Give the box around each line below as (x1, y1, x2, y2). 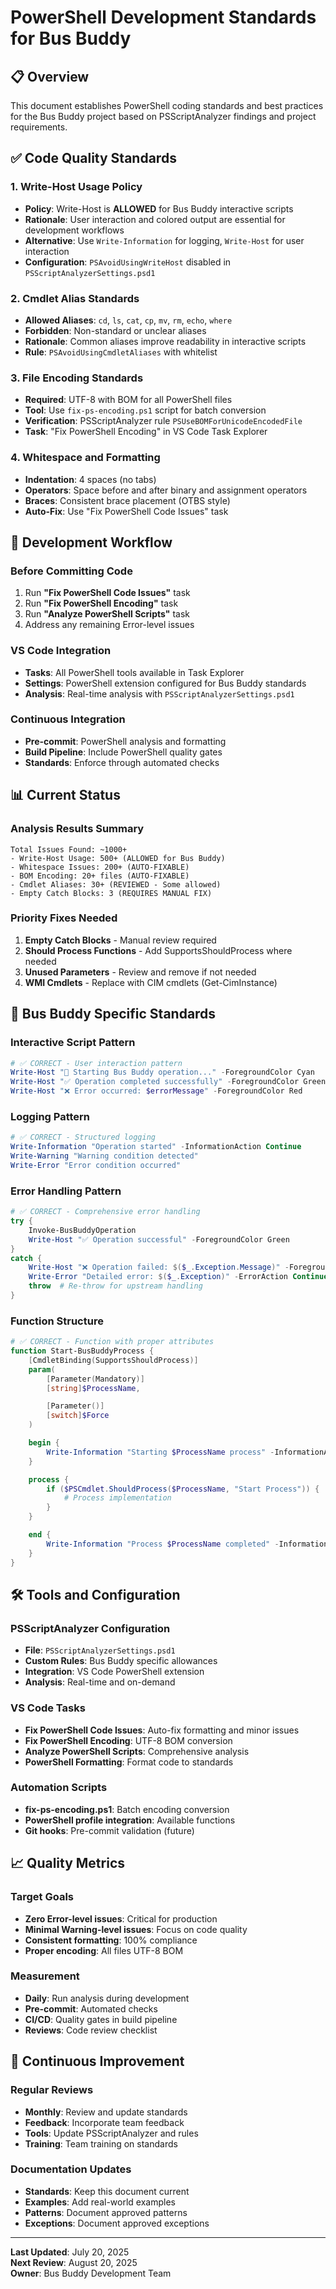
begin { (28, 1438, 60, 1448)
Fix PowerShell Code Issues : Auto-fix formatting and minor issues (24, 1724, 300, 1736)
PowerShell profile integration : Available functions (24, 1814, 236, 1826)
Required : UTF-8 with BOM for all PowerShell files (24, 394, 233, 406)
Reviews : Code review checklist (24, 2024, 158, 2036)
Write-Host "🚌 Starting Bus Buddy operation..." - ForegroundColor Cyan (10, 1067, 315, 1078)
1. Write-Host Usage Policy (10, 180, 143, 194)
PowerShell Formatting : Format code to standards (24, 1756, 234, 1768)
